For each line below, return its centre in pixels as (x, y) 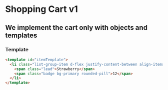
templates (21, 35)
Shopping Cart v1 (42, 9)
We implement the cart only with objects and (76, 28)
